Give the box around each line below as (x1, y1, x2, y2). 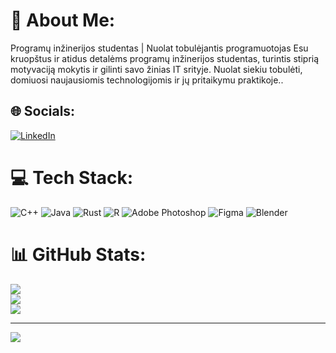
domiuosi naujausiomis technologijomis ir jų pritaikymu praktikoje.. (10, 74, 284, 86)
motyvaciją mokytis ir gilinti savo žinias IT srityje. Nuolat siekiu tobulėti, (10, 63, 303, 75)
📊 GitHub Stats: (10, 243, 147, 266)
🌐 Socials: (10, 103, 76, 120)
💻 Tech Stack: (10, 166, 134, 189)
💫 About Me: (10, 9, 116, 32)
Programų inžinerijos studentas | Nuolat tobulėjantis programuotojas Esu (10, 42, 309, 54)
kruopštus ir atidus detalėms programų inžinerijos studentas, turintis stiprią (10, 52, 320, 64)
